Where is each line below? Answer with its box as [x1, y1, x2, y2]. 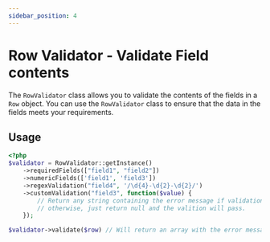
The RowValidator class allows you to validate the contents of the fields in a [8, 90, 258, 100]
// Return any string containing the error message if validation [37, 196, 264, 205]
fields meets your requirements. [8, 107, 114, 117]
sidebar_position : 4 [8, 11, 78, 20]
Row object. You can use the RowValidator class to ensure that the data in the [8, 98, 261, 109]
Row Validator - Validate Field [8, 46, 209, 64]
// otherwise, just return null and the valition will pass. [37, 204, 247, 212]
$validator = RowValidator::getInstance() [8, 159, 153, 167]
